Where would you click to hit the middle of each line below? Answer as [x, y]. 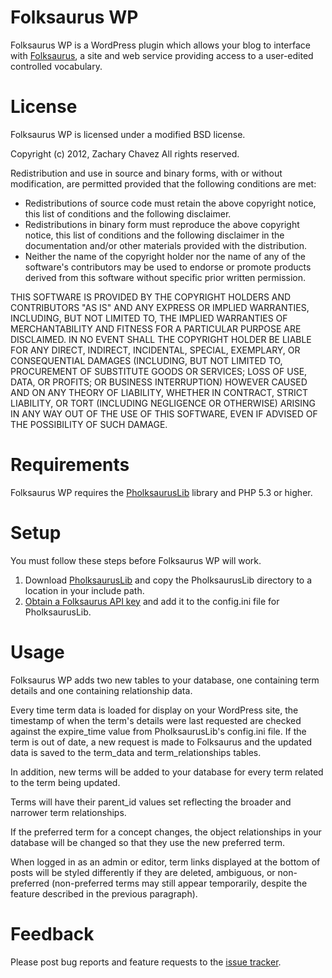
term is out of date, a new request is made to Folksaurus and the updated [161, 742]
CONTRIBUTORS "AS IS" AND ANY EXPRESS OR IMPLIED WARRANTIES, [160, 307]
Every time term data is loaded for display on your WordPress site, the [154, 710]
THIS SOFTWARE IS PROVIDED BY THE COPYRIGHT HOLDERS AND [151, 297]
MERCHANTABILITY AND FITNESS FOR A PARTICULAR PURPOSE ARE [156, 328]
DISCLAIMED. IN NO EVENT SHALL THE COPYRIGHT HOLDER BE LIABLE [161, 339]
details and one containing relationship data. [101, 690]
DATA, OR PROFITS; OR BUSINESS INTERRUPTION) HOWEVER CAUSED [159, 382]
